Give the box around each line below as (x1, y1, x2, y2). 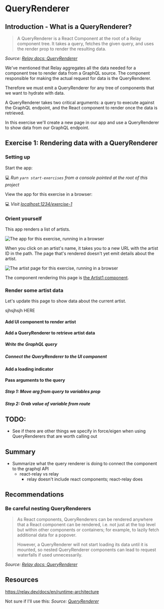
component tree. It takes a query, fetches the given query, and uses (17, 41, 154, 47)
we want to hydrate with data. (5, 90, 65, 96)
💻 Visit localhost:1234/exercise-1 (5, 201, 72, 207)
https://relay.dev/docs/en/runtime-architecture (5, 588, 99, 594)
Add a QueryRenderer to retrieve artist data (5, 330, 95, 336)
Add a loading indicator (5, 366, 54, 372)
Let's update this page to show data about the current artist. (5, 298, 126, 304)
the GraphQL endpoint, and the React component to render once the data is (5, 105, 158, 110)
